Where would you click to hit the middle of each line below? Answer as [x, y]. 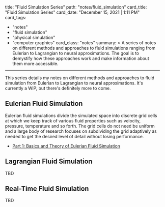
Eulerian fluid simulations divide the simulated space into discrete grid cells [81, 116]
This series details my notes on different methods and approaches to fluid [80, 78]
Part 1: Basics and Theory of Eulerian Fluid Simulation [66, 146]
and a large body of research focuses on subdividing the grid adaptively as [81, 131]
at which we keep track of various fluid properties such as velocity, [73, 120]
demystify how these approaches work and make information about [81, 58]
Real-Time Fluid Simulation [47, 189]
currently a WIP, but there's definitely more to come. [58, 88]
